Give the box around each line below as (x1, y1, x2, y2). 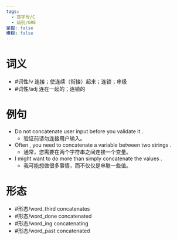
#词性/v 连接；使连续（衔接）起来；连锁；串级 (14, 78, 127, 85)
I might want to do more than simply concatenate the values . (14, 155, 162, 162)
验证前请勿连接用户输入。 (23, 135, 86, 141)
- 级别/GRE (11, 19, 36, 25)
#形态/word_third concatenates (14, 205, 90, 212)
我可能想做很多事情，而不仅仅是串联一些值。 (23, 162, 132, 169)
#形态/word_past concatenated (14, 227, 90, 234)
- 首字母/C (11, 14, 35, 20)
